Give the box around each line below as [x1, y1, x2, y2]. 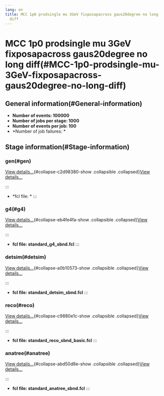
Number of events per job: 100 [12, 123, 77, 129]
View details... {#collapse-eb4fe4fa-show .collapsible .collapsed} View [5, 217, 148, 223]
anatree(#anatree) [5, 349, 51, 356]
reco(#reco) [5, 301, 35, 308]
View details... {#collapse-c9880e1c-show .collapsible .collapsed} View [5, 313, 149, 319]
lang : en [5, 7, 23, 12]
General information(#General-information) [5, 99, 143, 108]
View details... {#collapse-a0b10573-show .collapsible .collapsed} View [5, 265, 149, 271]
